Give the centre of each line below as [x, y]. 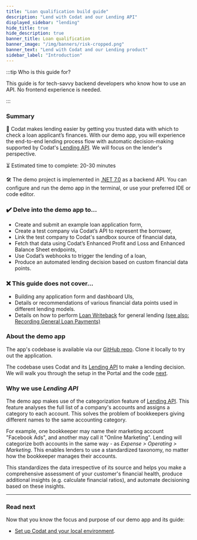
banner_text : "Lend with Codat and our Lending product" [77, 50]
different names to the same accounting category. [67, 420]
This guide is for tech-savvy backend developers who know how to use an [96, 83]
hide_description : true [35, 33]
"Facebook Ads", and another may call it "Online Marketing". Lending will [94, 437]
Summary [21, 116]
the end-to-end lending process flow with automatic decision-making [90, 141]
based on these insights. [36, 486]
